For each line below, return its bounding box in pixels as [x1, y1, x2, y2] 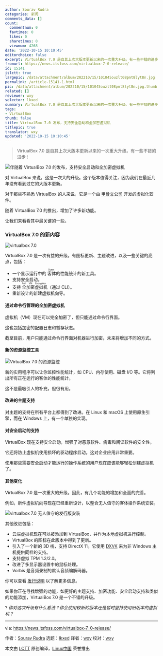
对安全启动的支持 [5, 427, 39, 433]
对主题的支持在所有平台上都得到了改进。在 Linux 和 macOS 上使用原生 [5, 410, 146, 415]
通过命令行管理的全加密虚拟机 [5, 302, 65, 308]
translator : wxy [5, 130, 38, 134]
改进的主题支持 [5, 397, 35, 403]
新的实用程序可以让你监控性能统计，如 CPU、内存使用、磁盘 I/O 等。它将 [5, 369, 151, 375]
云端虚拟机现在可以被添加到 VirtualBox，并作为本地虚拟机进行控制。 [12, 531, 149, 537]
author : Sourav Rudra [5, 7, 49, 12]
